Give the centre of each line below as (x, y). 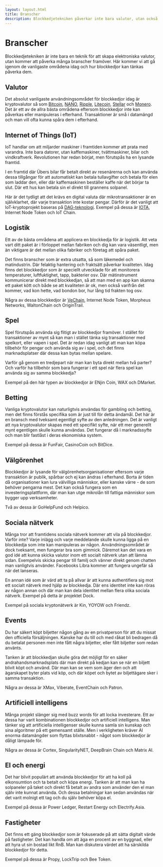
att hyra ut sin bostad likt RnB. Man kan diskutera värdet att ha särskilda (77, 845)
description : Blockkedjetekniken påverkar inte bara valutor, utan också (81, 19)
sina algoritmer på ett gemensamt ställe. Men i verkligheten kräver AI (74, 730)
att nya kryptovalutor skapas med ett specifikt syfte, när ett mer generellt (78, 425)
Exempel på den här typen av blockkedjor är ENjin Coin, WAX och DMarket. (81, 382)
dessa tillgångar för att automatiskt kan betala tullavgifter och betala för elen (81, 177)
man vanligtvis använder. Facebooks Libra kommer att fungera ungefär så (79, 565)
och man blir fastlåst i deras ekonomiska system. (54, 435)
